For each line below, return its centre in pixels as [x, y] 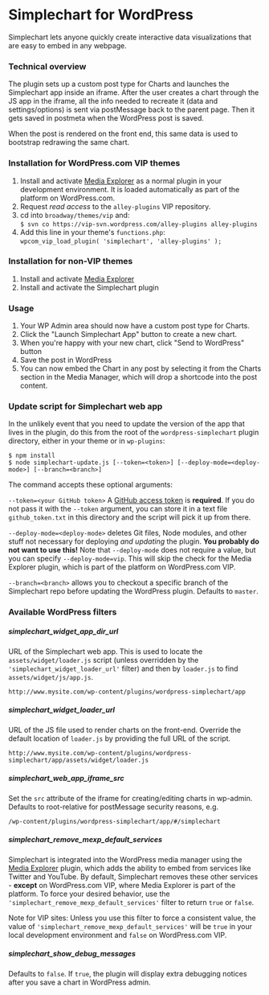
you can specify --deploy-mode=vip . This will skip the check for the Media [130, 559]
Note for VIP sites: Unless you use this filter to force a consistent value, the [132, 918]
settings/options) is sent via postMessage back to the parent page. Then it [132, 109]
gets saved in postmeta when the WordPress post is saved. [106, 118]
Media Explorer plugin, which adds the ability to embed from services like [130, 868]
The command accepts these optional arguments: [90, 485]
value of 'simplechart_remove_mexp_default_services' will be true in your [130, 927]
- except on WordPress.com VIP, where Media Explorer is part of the [122, 886]
